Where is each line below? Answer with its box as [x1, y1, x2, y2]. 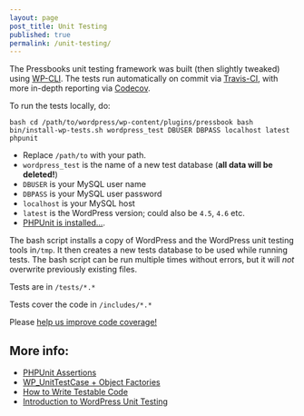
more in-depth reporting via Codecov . [9, 83, 152, 94]
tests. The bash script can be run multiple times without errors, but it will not [9, 254, 295, 265]
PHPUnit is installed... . [22, 217, 106, 228]
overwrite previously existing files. [9, 264, 138, 275]
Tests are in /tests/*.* [9, 282, 96, 292]
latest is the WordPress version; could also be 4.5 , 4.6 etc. [22, 208, 245, 219]
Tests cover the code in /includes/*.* [9, 299, 152, 310]
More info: [9, 342, 70, 359]
